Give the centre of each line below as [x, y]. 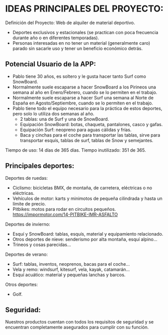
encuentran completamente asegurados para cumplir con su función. [77, 327]
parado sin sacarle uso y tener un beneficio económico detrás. [77, 48]
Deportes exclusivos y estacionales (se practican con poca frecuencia [85, 32]
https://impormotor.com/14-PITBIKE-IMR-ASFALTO [65, 214]
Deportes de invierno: [28, 224]
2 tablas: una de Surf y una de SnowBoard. [64, 119]
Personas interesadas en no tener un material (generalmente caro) [81, 43]
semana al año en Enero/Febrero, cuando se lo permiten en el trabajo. [85, 92]
